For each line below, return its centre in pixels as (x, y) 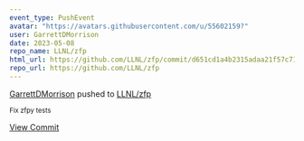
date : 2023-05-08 (42, 43)
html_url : (28, 60)
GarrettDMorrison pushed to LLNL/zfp (81, 94)
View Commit (34, 127)
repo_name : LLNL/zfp (48, 52)
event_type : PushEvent (52, 18)
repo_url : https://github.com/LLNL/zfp (85, 69)
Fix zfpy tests (30, 110)
